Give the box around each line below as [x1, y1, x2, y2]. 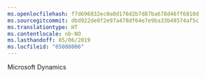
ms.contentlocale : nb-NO [7, 30, 81, 38]
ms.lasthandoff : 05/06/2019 [7, 37, 91, 44]
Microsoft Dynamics [7, 63, 66, 71]
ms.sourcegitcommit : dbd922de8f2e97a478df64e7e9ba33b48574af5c [7, 17, 200, 24]
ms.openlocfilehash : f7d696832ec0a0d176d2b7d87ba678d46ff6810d [7, 10, 200, 18]
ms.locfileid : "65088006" [7, 43, 84, 50]
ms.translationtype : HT [7, 23, 78, 30]
